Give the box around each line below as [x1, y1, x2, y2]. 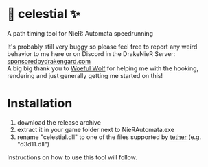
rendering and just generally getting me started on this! [7, 71, 163, 79]
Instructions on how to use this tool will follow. [7, 153, 137, 162]
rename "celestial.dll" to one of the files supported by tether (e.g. [16, 133, 201, 141]
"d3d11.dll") [16, 140, 50, 148]
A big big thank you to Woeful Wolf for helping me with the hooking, [7, 64, 199, 73]
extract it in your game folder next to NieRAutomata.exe [16, 125, 175, 133]
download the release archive [16, 118, 102, 126]
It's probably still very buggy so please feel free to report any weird [7, 42, 198, 51]
